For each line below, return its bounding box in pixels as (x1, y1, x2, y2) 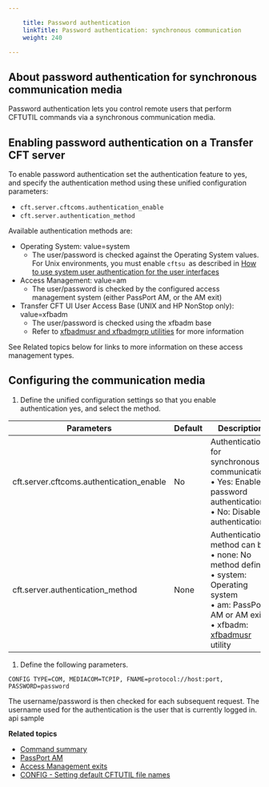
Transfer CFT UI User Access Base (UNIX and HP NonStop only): (19, 301, 235, 311)
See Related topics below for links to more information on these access (8, 342, 243, 351)
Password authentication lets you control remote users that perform (8, 104, 232, 114)
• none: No (210, 549, 252, 560)
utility (210, 639, 231, 650)
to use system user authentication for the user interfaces (31, 267, 220, 276)
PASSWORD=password (8, 682, 70, 690)
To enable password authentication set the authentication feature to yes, (8, 170, 247, 179)
